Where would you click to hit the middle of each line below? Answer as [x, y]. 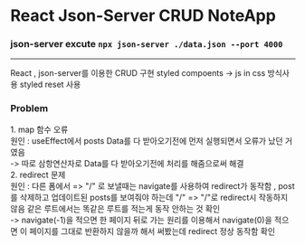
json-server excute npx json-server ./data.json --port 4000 [147, 44]
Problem [29, 108]
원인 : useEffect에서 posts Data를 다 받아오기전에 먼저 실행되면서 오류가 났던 [147, 140]
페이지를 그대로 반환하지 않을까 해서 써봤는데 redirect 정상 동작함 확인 [152, 231]
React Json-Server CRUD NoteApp [143, 16]
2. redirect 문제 [38, 174]
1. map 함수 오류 [39, 129]
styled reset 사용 [50, 85]
